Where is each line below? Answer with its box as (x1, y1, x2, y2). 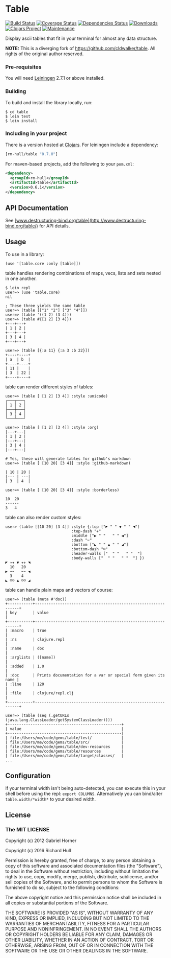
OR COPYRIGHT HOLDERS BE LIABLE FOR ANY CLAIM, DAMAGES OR (5, 931, 153, 938)
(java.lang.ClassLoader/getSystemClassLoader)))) (5, 717, 113, 722)
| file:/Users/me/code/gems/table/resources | (5, 749, 124, 754)
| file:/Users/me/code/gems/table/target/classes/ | (5, 753, 124, 758)
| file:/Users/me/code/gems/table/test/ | (5, 735, 124, 740)
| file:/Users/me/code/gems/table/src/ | (5, 739, 124, 745)
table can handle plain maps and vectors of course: (5, 587, 113, 593)
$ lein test (5, 113, 31, 119)
